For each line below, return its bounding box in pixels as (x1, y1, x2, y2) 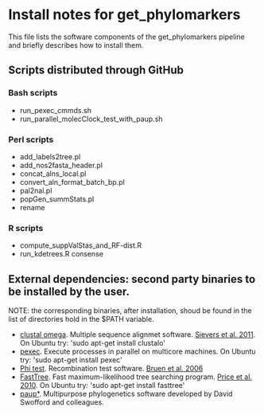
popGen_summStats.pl (19, 194, 95, 204)
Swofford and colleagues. (19, 397, 105, 407)
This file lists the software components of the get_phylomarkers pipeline (8, 32, 245, 41)
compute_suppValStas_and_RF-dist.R (19, 241, 142, 250)
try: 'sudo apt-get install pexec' (19, 355, 123, 365)
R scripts (8, 222, 44, 233)
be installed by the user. (8, 284, 130, 298)
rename (19, 202, 45, 212)
